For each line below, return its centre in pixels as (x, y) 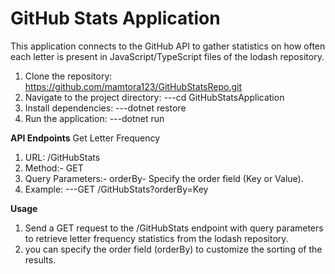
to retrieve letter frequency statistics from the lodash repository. (156, 238)
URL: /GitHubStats (62, 157)
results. (40, 259)
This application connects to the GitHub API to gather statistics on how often (168, 46)
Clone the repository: (68, 76)
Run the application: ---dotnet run (94, 118)
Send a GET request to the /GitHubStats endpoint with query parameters (174, 228)
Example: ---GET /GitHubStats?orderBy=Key (116, 189)
